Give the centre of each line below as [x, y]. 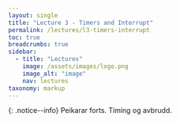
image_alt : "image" [54, 74]
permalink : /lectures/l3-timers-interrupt [79, 30]
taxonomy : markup [37, 88]
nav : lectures [45, 81]
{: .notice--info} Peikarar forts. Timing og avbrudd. [90, 110]
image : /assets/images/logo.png [75, 67]
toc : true [24, 37]
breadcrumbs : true [38, 45]
